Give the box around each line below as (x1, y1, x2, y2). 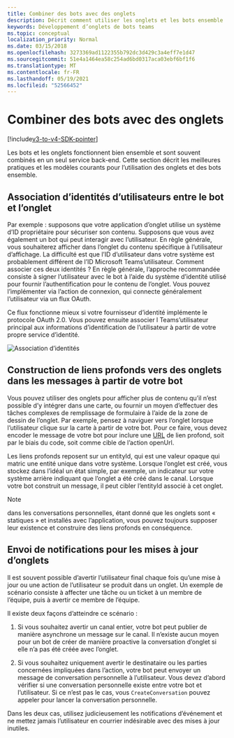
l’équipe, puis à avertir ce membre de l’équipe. (7, 595, 140, 604)
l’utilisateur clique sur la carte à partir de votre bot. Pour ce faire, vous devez (7, 424, 228, 432)
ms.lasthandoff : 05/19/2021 (7, 75, 89, 82)
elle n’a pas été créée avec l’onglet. (17, 644, 119, 653)
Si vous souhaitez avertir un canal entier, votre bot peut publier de (17, 623, 207, 631)
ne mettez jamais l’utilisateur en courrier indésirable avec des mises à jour (7, 716, 220, 725)
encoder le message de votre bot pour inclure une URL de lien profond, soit (7, 430, 225, 439)
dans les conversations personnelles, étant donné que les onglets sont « (7, 508, 216, 517)
